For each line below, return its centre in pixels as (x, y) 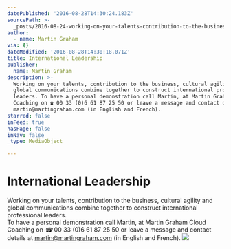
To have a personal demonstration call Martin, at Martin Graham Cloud (107, 223)
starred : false (29, 116)
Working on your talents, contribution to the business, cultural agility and (110, 201)
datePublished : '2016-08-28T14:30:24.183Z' (70, 13)
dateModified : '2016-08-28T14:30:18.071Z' (69, 52)
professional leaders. (37, 215)
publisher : (23, 65)
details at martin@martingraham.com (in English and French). (94, 238)
